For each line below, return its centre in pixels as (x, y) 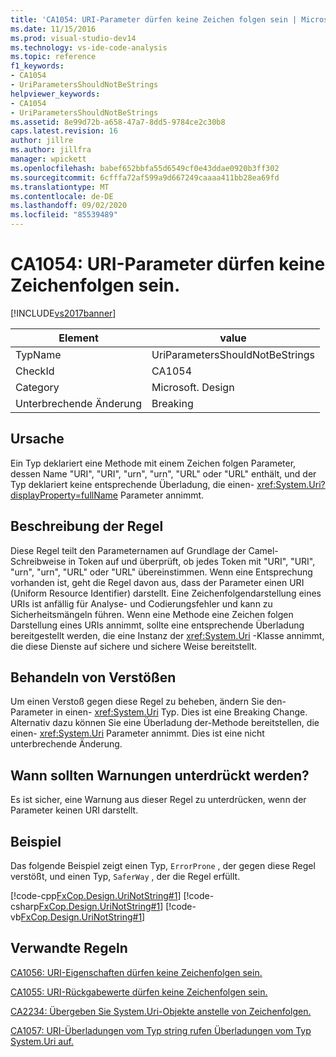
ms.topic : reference (53, 57)
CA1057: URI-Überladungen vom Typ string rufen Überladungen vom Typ (161, 1030)
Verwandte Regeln (69, 948)
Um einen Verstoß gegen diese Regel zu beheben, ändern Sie (137, 702)
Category (37, 387)
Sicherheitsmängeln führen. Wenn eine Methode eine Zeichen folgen (152, 614)
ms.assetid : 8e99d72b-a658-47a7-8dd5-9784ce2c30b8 (118, 122)
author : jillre (42, 141)
